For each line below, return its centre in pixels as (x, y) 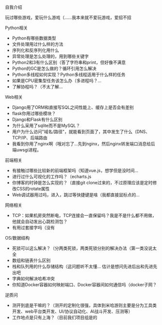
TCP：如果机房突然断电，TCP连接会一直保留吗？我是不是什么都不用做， (84, 215)
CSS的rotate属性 (33, 189)
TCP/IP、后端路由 (30, 138)
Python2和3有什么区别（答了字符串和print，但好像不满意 (69, 62)
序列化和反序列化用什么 (35, 50)
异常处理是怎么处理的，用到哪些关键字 (50, 56)
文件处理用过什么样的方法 (38, 44)
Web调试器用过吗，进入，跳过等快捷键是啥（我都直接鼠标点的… (76, 195)
